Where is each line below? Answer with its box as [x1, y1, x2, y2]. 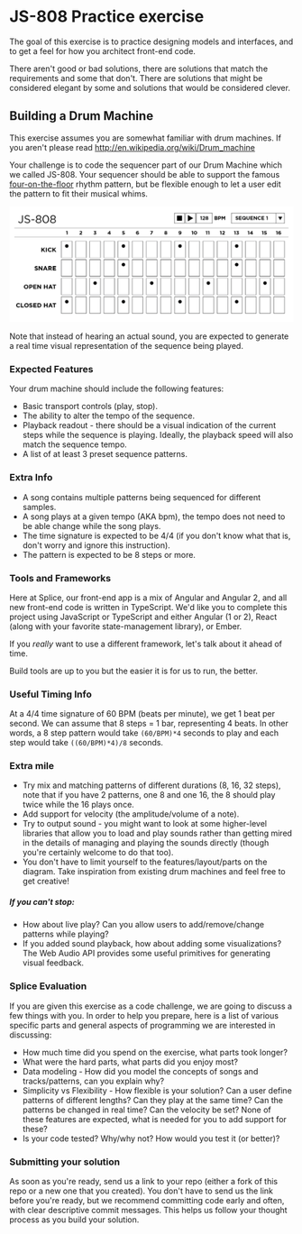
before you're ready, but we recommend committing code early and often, [9, 1195, 285, 1206]
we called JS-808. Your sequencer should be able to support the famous [9, 169, 280, 179]
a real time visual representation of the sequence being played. [9, 340, 243, 351]
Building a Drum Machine [9, 108, 154, 123]
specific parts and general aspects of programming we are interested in [9, 1019, 276, 1030]
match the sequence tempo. [22, 439, 128, 450]
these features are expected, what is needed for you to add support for [22, 1113, 287, 1124]
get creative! [22, 876, 70, 887]
